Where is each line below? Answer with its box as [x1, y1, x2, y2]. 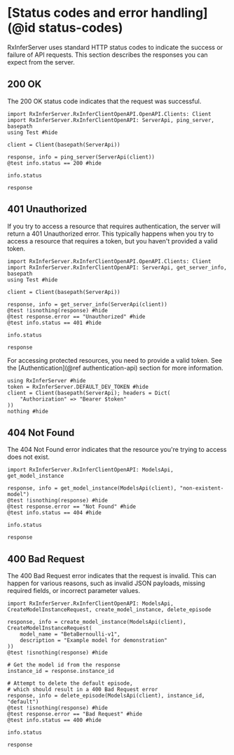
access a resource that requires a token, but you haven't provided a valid [7, 236, 218, 245]
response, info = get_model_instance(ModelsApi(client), [7, 485, 177, 492]
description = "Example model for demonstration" [20, 637, 168, 644]
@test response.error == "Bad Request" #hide [7, 711, 142, 718]
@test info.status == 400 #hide [7, 717, 102, 724]
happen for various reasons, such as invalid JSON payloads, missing [7, 579, 205, 587]
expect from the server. [7, 58, 75, 66]
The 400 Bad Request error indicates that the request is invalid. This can [7, 572, 217, 580]
